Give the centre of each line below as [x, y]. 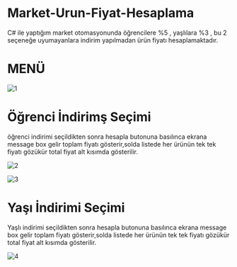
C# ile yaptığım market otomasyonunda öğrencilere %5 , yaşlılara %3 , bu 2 [117, 33]
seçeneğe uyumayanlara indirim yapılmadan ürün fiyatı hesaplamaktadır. [113, 40]
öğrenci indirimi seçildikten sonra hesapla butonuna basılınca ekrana [107, 137]
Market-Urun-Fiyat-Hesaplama [101, 13]
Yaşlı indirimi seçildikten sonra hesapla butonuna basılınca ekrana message [117, 227]
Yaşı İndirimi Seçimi [66, 208]
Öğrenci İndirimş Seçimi [79, 117]
